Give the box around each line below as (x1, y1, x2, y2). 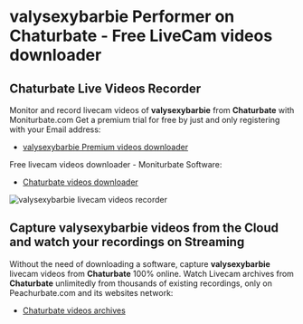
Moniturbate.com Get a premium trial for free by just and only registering (9, 115, 280, 125)
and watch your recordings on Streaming (9, 234, 245, 250)
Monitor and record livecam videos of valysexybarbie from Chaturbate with (9, 105, 295, 115)
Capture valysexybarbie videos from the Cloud (9, 220, 279, 236)
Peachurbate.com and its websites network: (9, 287, 174, 298)
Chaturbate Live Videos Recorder (9, 81, 202, 96)
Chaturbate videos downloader (22, 176, 138, 187)
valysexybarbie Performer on (9, 6, 235, 27)
